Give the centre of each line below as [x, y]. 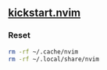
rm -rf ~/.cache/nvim [43, 52]
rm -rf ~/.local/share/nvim [54, 59]
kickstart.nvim [44, 13]
